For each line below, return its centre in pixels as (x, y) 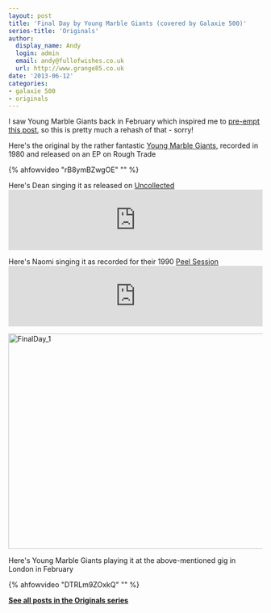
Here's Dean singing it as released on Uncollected (92, 186)
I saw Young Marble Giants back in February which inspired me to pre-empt (134, 121)
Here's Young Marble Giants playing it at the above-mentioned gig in (122, 561)
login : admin (38, 53)
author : (21, 38)
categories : (28, 83)
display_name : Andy (48, 46)
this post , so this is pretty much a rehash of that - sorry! (101, 130)
